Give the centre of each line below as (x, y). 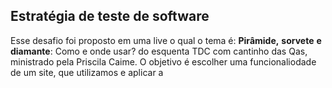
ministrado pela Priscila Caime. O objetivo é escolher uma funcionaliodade (163, 61)
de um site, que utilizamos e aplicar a (87, 72)
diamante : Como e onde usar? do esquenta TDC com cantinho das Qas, (159, 51)
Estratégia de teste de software (110, 16)
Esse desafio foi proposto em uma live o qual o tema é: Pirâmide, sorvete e (166, 40)
